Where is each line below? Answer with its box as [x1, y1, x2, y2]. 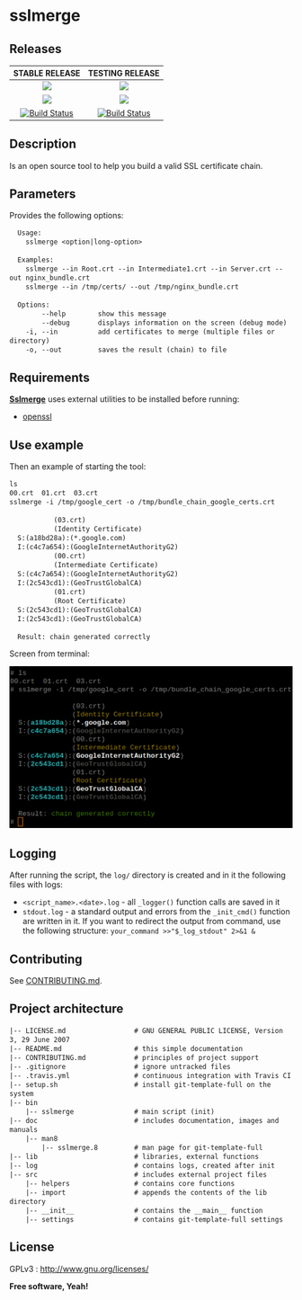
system [9, 1089, 34, 1098]
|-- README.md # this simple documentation [9, 1044, 244, 1053]
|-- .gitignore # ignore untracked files [9, 1062, 231, 1071]
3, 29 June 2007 [9, 1035, 70, 1044]
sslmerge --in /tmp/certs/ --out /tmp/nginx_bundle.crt [25, 282, 240, 292]
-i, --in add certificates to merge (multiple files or [25, 327, 276, 337]
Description [9, 137, 76, 152]
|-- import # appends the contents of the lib [25, 1188, 268, 1197]
